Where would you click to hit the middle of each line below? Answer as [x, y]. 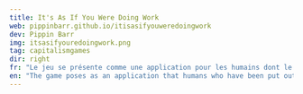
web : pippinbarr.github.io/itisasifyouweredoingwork [110, 26]
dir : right [30, 59]
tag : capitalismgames [50, 51]
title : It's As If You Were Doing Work [84, 17]
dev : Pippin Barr [42, 34]
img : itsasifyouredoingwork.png [70, 43]
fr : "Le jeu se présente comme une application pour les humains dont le [151, 68]
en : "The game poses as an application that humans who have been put [145, 76]
